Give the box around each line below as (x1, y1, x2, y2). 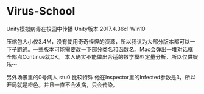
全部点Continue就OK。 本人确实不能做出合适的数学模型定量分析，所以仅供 (6, 53, 193, 60)
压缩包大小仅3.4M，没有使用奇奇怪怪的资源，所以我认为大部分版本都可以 (6, 38, 191, 45)
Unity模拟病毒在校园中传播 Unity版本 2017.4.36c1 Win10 (6, 25, 146, 32)
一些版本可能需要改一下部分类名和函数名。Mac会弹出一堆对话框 (32, 45, 194, 53)
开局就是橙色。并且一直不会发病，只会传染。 (6, 81, 119, 89)
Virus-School (6, 4, 76, 18)
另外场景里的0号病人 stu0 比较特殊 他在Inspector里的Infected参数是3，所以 (6, 73, 196, 81)
